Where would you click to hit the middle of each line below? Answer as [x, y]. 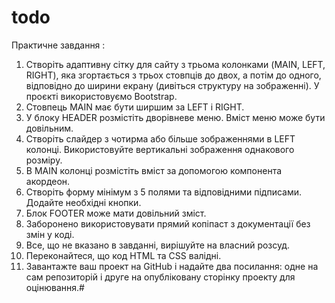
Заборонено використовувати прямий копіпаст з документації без [168, 223]
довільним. [49, 128]
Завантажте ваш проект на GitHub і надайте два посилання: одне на [172, 266]
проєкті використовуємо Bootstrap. [101, 96]
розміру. [44, 160]
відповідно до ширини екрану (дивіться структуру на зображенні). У [172, 85]
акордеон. [48, 181]
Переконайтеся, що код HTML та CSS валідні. [123, 255]
